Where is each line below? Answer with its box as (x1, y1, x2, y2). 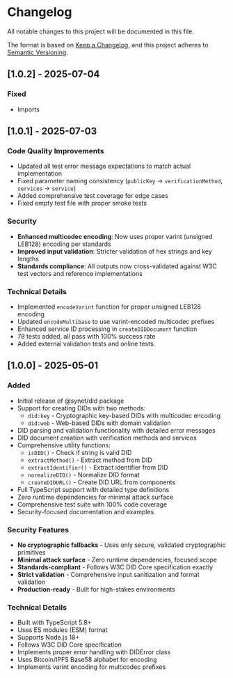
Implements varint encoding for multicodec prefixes (17, 663, 166, 671)
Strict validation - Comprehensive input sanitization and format (17, 570, 200, 578)
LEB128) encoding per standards (17, 240, 111, 248)
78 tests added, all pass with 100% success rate (17, 332, 156, 340)
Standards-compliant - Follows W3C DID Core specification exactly (17, 562, 214, 571)
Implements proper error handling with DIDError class (17, 648, 171, 656)
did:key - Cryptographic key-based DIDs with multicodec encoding (27, 411, 221, 419)
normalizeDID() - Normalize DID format (27, 470, 140, 479)
